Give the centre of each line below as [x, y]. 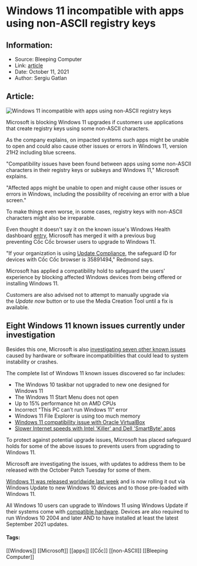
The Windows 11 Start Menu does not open [66, 397]
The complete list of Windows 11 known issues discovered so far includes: [96, 373]
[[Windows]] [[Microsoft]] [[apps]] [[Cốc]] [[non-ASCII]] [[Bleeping [87, 550]
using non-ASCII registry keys [81, 23]
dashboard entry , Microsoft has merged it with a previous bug [81, 235]
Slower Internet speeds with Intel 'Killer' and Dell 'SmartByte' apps [95, 428]
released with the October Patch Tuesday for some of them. [79, 470]
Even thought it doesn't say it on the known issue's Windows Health [88, 229]
